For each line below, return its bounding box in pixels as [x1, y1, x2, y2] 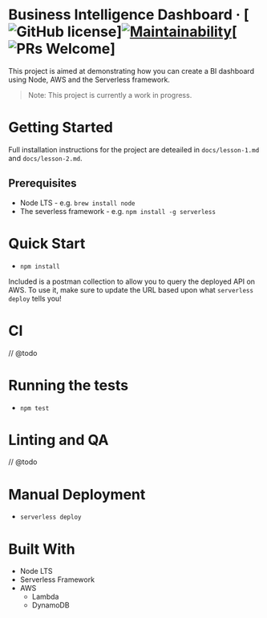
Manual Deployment [8, 485, 146, 503]
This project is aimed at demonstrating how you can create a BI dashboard [8, 66, 255, 75]
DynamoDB [31, 600, 70, 610]
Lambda [31, 592, 59, 602]
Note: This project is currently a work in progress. [27, 90, 192, 99]
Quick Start [8, 234, 86, 252]
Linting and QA [8, 430, 109, 449]
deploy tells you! [8, 293, 62, 303]
